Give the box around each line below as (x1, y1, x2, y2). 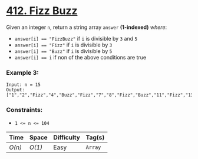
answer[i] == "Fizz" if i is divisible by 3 (14, 41, 113, 48)
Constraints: (6, 106, 43, 114)
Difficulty (53, 133, 81, 141)
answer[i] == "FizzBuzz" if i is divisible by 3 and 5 (14, 35, 137, 42)
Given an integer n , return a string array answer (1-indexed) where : (6, 24, 167, 31)
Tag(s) (85, 133, 105, 141)
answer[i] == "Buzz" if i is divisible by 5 (14, 47, 113, 54)
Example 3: (6, 68, 39, 77)
